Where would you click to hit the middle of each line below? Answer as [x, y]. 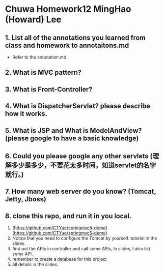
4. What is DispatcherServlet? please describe [78, 106]
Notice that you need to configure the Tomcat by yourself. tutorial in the [84, 238]
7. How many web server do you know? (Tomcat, [81, 192]
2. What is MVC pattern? [43, 73]
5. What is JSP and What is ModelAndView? [74, 131]
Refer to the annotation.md [39, 57]
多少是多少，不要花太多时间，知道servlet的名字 [84, 165]
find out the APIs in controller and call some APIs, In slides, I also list [81, 249]
